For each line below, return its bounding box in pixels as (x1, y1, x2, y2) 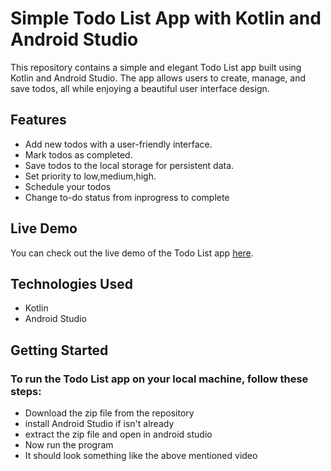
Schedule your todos (24, 180, 112, 192)
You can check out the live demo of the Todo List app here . (10, 247, 254, 259)
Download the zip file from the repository (24, 407, 195, 419)
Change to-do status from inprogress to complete (24, 191, 230, 203)
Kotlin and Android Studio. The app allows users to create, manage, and (10, 72, 307, 84)
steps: (10, 384, 42, 398)
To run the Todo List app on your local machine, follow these (10, 372, 309, 386)
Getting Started (10, 342, 109, 359)
